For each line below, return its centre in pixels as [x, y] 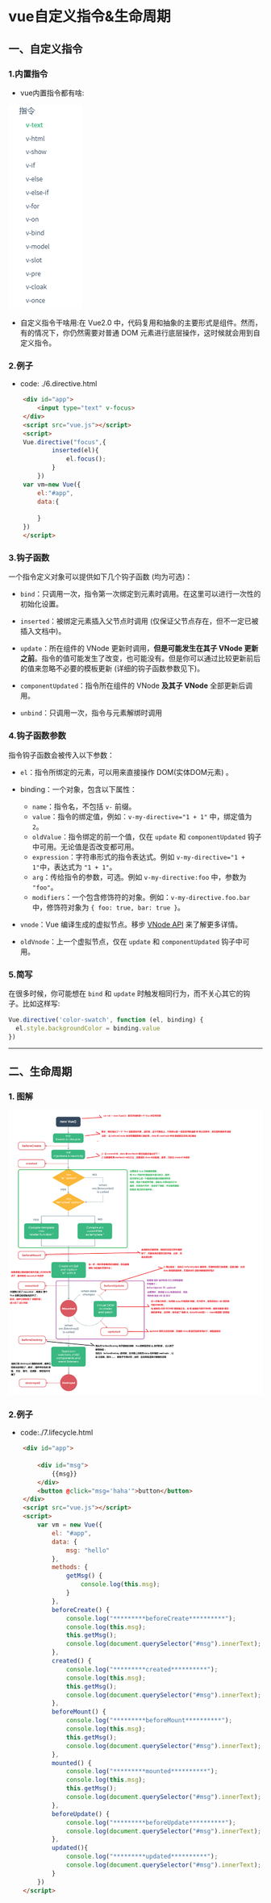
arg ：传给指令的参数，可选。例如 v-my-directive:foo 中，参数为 [139, 877]
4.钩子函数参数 [38, 736]
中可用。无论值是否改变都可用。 [85, 847]
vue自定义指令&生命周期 [90, 17]
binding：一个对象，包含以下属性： [78, 789]
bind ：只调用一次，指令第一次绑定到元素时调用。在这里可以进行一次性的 [140, 594]
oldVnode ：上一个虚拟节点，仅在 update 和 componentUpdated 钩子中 [131, 941]
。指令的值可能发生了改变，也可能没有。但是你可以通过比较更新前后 [147, 659]
